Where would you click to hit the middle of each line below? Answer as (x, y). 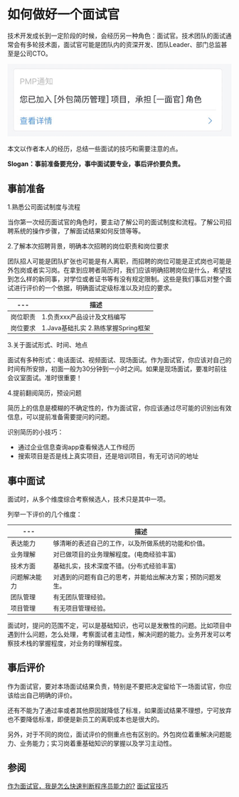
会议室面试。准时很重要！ (45, 378)
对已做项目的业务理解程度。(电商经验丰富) (115, 554)
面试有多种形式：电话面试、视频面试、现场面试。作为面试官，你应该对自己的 (119, 360)
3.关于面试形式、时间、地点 (48, 345)
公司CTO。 (36, 53)
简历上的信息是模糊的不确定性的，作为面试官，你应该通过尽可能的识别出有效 (119, 408)
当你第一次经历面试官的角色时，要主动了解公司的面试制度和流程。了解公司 (116, 222)
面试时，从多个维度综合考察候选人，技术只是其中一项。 (88, 500)
